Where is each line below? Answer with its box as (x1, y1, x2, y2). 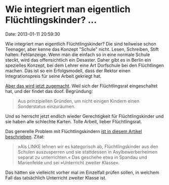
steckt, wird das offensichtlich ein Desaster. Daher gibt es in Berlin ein (5, 57, 151, 63)
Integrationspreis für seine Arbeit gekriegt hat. (5, 73, 102, 79)
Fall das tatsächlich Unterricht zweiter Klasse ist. (5, 174, 107, 180)
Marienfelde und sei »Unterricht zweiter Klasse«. (17, 159, 120, 165)
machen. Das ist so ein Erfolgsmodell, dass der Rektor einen (5, 67, 131, 74)
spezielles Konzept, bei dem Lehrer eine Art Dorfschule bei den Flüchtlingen (5, 62, 164, 68)
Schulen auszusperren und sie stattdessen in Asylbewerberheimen (17, 149, 158, 155)
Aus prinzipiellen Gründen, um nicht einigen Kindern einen (17, 98, 140, 104)
